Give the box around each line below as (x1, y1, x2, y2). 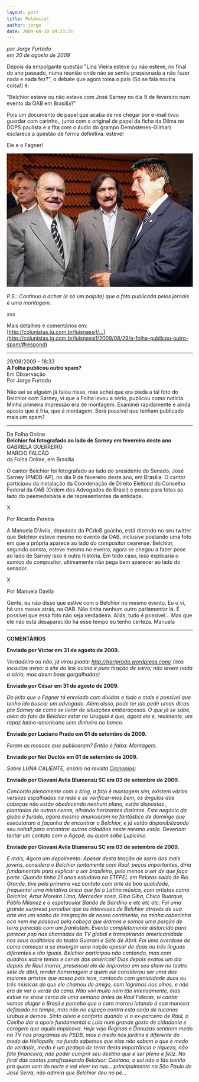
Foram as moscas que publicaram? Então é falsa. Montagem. (6, 742, 157, 749)
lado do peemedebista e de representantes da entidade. (6, 493, 143, 500)
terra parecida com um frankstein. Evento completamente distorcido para (6, 924, 187, 931)
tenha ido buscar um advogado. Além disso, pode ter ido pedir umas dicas (6, 700, 190, 707)
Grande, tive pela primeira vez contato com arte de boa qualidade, (6, 880, 170, 888)
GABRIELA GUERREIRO (6, 443, 63, 451)
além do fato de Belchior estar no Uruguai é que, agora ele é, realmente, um (6, 713, 193, 720)
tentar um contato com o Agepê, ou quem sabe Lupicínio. (6, 832, 147, 839)
